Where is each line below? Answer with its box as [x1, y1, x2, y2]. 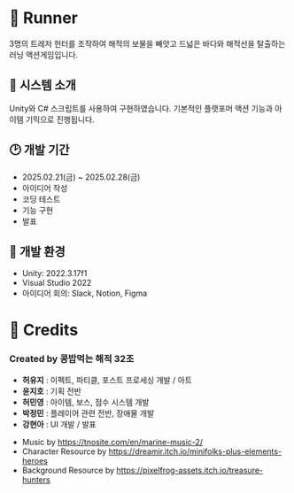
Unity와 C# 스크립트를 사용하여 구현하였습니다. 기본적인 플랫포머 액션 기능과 [9, 103, 273, 113]
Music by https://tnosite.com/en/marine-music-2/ [21, 436, 204, 447]
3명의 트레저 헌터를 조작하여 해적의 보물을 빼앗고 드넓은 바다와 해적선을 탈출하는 [9, 38, 286, 49]
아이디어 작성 [21, 182, 68, 193]
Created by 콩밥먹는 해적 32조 [9, 353, 135, 366]
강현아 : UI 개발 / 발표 [21, 419, 97, 429]
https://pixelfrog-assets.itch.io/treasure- [116, 465, 264, 475]
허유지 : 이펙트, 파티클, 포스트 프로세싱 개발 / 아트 [21, 374, 193, 385]
